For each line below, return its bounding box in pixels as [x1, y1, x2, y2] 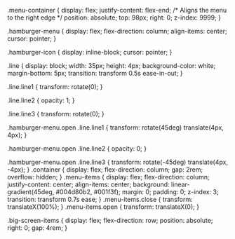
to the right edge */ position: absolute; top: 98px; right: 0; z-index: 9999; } [7, 13, 222, 22]
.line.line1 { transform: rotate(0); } [7, 83, 103, 90]
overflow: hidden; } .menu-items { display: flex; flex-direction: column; [7, 173, 210, 181]
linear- [170, 180, 190, 189]
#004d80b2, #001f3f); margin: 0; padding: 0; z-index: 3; [55, 188, 219, 196]
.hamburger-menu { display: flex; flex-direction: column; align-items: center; [7, 27, 227, 35]
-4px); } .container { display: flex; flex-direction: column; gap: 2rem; [7, 165, 203, 174]
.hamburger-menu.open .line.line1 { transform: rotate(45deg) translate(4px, [7, 123, 224, 132]
